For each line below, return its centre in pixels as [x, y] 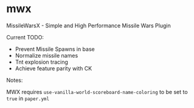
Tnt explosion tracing [42, 62]
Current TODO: [25, 37]
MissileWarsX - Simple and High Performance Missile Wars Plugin [89, 25]
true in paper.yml [28, 98]
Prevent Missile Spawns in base [55, 49]
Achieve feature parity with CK [54, 68]
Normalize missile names [47, 55]
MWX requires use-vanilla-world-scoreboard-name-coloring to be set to [97, 92]
